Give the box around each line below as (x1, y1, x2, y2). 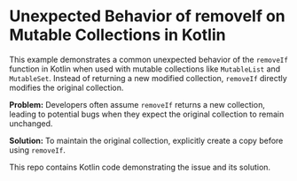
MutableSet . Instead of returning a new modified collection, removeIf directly (9, 72, 288, 83)
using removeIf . (9, 144, 66, 155)
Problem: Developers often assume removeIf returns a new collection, (9, 99, 266, 109)
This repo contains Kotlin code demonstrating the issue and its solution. (9, 162, 271, 172)
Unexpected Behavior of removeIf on (9, 6, 285, 26)
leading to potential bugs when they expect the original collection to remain (9, 109, 285, 119)
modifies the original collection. (9, 82, 124, 93)
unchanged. (9, 117, 53, 129)
